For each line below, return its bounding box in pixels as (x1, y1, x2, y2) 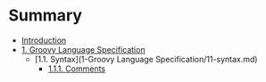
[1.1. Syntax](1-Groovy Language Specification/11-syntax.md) (34, 53, 258, 64)
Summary (8, 5, 82, 26)
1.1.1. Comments (47, 63, 106, 74)
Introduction (21, 35, 67, 45)
